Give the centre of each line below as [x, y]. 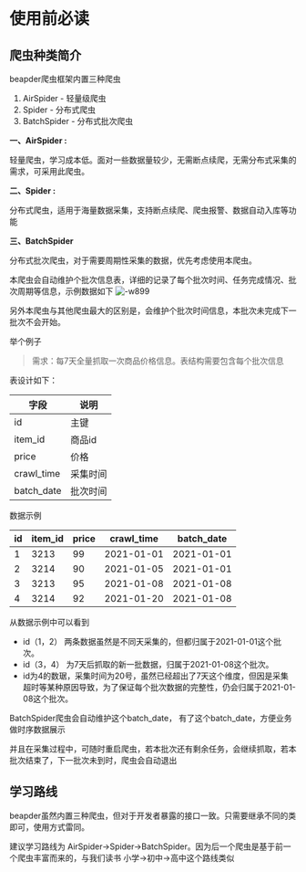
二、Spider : [33, 191]
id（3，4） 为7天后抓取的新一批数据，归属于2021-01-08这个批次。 [148, 664]
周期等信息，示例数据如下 [65, 291]
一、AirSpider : [38, 141]
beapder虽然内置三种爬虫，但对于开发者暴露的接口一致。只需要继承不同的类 [153, 815]
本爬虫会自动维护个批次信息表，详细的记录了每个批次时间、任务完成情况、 [149, 280]
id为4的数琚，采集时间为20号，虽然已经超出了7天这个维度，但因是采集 [156, 676]
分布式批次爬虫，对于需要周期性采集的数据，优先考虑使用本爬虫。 [133, 260]
